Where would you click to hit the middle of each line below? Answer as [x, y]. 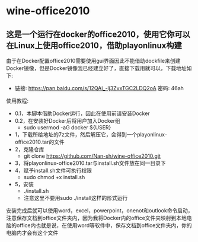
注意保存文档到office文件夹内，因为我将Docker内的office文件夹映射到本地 [96, 218]
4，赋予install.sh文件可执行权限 [53, 171]
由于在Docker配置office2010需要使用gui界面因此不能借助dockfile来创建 [93, 61]
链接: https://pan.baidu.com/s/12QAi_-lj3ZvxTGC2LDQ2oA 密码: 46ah [99, 88]
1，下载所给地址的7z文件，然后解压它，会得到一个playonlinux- [91, 134]
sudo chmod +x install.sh [54, 177]
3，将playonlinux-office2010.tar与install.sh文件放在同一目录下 [90, 163]
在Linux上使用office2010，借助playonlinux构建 [94, 45]
